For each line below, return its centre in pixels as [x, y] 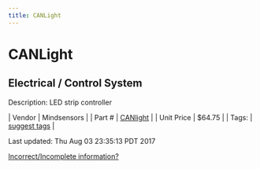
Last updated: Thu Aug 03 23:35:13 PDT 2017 [82, 141]
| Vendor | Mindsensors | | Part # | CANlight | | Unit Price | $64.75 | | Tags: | [130, 117]
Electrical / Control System [75, 83]
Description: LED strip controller [60, 102]
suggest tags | [32, 126]
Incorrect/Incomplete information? [64, 156]
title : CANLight [35, 15]
